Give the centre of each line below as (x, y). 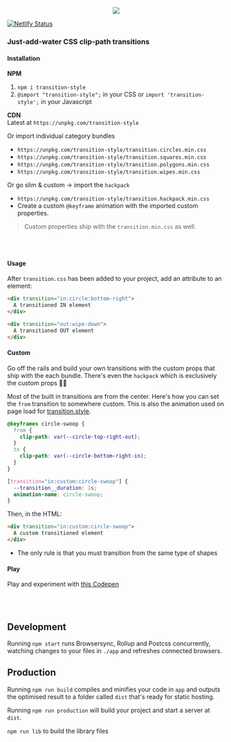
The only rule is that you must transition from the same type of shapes (117, 553)
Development (37, 627)
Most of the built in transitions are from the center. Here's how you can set (113, 396)
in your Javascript (66, 102)
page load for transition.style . (49, 411)
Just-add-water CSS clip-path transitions (78, 42)
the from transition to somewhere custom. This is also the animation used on (116, 404)
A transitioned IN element (52, 305)
